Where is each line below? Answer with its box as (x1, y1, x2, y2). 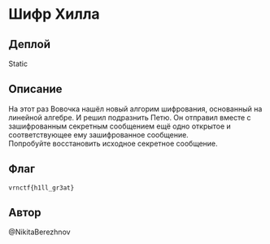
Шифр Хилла (8, 5, 100, 24)
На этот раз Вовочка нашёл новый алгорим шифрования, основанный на (8, 103, 263, 114)
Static (8, 59, 28, 68)
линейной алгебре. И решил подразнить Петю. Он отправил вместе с (8, 112, 251, 122)
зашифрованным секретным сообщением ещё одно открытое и (8, 121, 232, 131)
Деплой (8, 37, 51, 51)
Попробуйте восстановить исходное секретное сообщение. (8, 138, 218, 148)
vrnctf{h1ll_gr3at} (8, 184, 75, 192)
